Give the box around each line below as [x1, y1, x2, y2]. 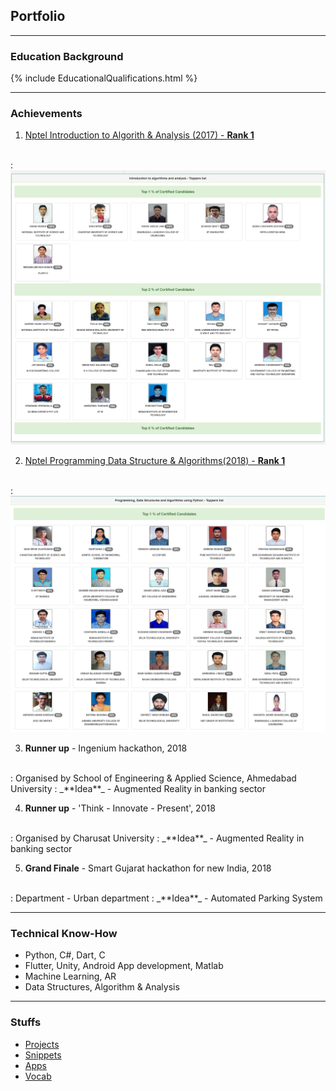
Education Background [10, 49, 124, 63]
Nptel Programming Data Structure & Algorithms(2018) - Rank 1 [24, 454, 286, 466]
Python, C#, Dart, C [24, 949, 106, 961]
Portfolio [10, 8, 66, 25]
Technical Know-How [10, 926, 118, 940]
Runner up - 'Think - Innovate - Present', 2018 [24, 802, 216, 814]
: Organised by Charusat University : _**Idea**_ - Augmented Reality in [10, 832, 305, 844]
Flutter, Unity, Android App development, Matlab [24, 960, 224, 972]
